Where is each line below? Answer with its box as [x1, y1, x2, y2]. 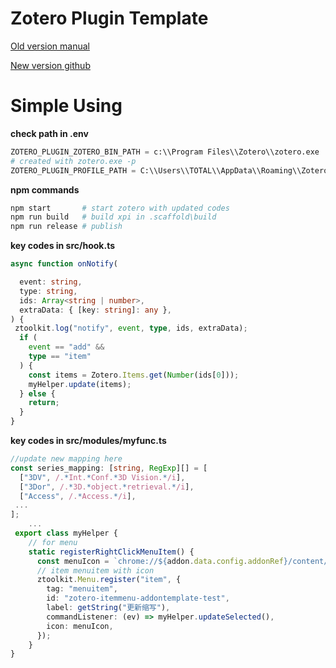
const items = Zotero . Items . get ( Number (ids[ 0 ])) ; [28, 370, 240, 380]
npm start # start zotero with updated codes [10, 203, 230, 213]
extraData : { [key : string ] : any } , [19, 305, 172, 315]
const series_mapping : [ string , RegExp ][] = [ [10, 463, 208, 473]
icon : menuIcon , [46, 621, 114, 631]
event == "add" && [28, 342, 105, 352]
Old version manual [10, 40, 90, 52]
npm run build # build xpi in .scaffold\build [10, 212, 217, 222]
